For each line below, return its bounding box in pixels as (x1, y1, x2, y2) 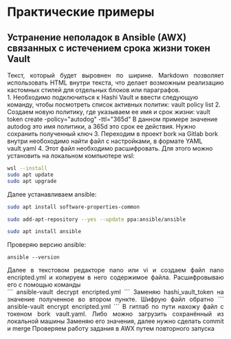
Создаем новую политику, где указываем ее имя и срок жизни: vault (7, 108, 211, 116)
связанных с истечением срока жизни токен (7, 42, 211, 54)
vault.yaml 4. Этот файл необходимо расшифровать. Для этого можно (7, 144, 213, 152)
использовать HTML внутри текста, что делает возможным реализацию (7, 78, 224, 87)
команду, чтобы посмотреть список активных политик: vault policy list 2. (7, 100, 221, 109)
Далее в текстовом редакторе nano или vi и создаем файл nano (7, 266, 224, 274)
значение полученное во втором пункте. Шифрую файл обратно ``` (7, 295, 224, 303)
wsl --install (7, 165, 48, 172)
